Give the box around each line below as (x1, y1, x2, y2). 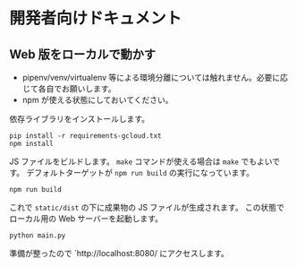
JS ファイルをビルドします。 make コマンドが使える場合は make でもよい (9, 156, 273, 167)
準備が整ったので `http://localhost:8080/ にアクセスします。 (9, 248, 230, 258)
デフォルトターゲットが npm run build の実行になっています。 (26, 168, 255, 177)
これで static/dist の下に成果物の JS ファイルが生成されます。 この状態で (9, 202, 284, 212)
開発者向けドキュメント (9, 8, 182, 29)
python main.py (9, 231, 66, 240)
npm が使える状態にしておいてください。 (21, 95, 174, 105)
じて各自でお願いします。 (21, 83, 116, 94)
